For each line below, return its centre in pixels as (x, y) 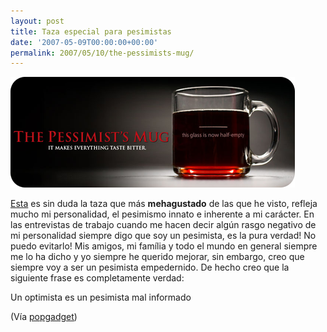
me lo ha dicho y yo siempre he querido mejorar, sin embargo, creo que (157, 257)
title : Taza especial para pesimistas (91, 31)
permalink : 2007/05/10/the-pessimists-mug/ (102, 53)
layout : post (37, 21)
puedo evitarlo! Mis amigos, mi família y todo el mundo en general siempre (164, 246)
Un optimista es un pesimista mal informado (101, 297)
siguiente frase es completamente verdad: (97, 278)
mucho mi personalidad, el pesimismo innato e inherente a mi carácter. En (162, 214)
